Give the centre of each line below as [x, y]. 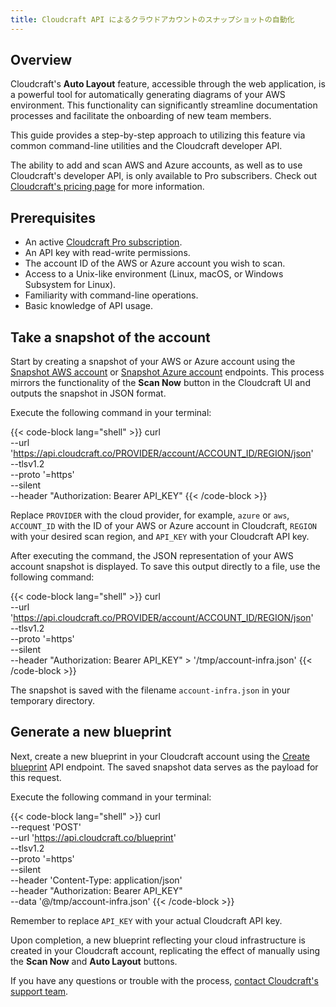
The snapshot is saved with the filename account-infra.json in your [150, 690]
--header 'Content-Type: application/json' [96, 880]
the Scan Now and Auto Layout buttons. [94, 961]
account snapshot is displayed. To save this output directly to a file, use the [165, 567]
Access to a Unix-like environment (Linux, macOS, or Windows [154, 274]
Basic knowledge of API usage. [89, 306]
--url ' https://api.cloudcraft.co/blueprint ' [93, 837]
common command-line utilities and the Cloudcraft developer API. [146, 146]
